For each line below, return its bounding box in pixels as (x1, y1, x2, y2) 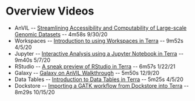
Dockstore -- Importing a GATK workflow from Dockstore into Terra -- (14, 82, 189, 89)
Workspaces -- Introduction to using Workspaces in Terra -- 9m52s (14, 37, 184, 44)
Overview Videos (5, 4, 94, 18)
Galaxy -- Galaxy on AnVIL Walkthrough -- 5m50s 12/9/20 (14, 69, 160, 76)
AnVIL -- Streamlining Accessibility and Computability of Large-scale (14, 24, 187, 31)
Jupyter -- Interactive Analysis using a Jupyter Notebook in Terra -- (14, 50, 184, 57)
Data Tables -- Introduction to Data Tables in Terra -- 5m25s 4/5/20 (14, 76, 183, 83)
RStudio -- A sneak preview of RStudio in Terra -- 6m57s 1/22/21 (14, 62, 176, 70)
